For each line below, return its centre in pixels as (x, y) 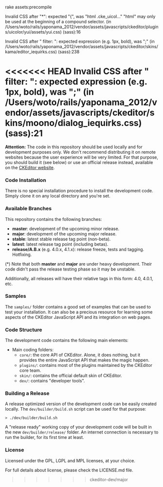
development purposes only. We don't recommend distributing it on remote (80, 152)
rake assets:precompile (28, 7)
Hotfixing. (22, 254)
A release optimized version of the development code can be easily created (81, 404)
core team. (30, 370)
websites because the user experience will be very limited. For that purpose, (82, 157)
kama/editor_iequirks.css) (31, 52)
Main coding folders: (33, 350)
